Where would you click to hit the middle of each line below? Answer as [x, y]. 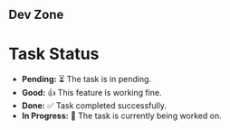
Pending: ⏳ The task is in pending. [86, 79]
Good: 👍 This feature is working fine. [91, 93]
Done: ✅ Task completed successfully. [94, 106]
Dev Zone [36, 15]
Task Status [54, 54]
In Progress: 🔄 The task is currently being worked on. [122, 116]
